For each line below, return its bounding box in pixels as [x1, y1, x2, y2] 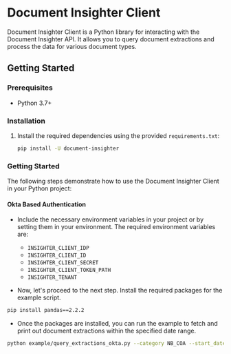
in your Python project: [7, 184, 72, 193]
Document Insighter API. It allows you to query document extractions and [7, 35, 214, 43]
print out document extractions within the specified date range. [16, 326, 197, 335]
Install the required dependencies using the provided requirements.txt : [16, 131, 220, 139]
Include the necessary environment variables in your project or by [16, 215, 204, 224]
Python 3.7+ [16, 99, 52, 107]
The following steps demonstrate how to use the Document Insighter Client [7, 177, 220, 186]
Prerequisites [7, 83, 53, 92]
